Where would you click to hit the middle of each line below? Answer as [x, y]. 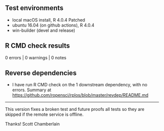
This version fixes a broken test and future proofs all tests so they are [75, 109]
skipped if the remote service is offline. [44, 114]
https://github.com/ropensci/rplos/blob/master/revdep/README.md [80, 95]
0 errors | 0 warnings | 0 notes [36, 57]
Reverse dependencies [41, 73]
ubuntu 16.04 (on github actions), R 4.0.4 [53, 25]
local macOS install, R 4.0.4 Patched [49, 20]
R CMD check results [38, 46]
